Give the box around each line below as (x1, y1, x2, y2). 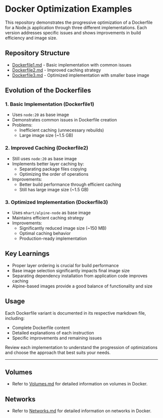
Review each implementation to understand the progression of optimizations (5, 344, 158, 350)
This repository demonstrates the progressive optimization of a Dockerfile (5, 19, 153, 25)
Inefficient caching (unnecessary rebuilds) (19, 127, 104, 133)
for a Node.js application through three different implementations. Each (5, 24, 147, 30)
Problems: (12, 122, 33, 128)
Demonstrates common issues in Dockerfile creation (12, 117, 117, 123)
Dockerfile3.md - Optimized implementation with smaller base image (12, 72, 149, 78)
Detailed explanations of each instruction (12, 330, 95, 335)
